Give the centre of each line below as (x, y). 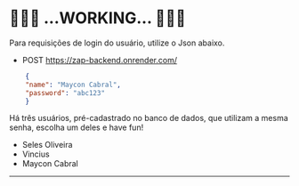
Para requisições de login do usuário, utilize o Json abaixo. (117, 43)
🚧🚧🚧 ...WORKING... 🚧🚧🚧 (98, 18)
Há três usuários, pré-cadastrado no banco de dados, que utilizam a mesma (149, 118)
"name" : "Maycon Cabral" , (73, 85)
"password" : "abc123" (65, 93)
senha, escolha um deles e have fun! (77, 127)
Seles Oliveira (47, 145)
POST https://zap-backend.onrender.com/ (100, 60)
